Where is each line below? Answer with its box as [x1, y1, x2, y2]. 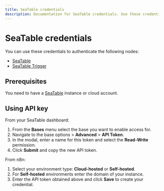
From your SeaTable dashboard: [5, 117, 69, 123]
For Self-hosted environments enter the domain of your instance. [12, 171, 144, 177]
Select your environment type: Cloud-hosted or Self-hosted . [12, 166, 136, 172]
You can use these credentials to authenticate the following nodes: [5, 49, 139, 54]
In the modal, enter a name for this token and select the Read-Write [12, 137, 149, 143]
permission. [12, 142, 36, 148]
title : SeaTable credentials [5, 7, 64, 12]
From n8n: [5, 156, 26, 163]
